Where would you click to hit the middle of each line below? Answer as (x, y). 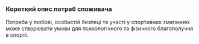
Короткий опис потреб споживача (59, 9)
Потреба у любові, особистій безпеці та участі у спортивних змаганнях (98, 22)
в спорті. (17, 35)
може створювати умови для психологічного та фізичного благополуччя (99, 28)
